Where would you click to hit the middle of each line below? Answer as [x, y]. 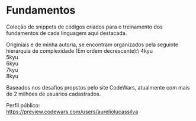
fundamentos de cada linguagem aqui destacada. [67, 33]
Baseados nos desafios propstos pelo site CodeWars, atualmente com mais [98, 87]
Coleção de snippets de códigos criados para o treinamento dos [84, 27]
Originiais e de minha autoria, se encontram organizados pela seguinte [92, 44]
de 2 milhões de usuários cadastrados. [54, 94]
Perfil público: [23, 105]
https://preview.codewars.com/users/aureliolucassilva [72, 112]
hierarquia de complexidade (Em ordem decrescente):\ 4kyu [79, 50]
